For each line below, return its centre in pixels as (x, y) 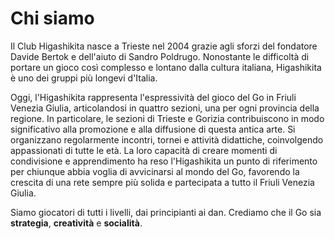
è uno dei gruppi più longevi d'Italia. (84, 78)
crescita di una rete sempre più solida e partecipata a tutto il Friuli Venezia (162, 182)
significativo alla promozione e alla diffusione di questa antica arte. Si (153, 129)
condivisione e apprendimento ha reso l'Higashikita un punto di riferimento (164, 161)
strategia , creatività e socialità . (76, 223)
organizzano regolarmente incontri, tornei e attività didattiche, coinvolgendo (167, 139)
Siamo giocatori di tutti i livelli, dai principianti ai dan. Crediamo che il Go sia (166, 212)
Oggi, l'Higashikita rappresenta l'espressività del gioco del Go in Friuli (153, 97)
